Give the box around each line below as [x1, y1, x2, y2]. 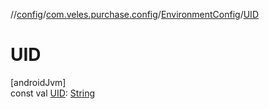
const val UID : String [10, 87, 96, 99]
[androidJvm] [10, 76, 67, 88]
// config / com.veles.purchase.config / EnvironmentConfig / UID [10, 9, 259, 20]
